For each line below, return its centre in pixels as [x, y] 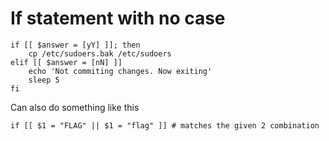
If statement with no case [118, 18]
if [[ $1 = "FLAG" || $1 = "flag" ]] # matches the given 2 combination [165, 125]
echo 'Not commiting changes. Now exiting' [120, 71]
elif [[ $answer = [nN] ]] [66, 62]
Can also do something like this [75, 107]
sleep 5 [44, 80]
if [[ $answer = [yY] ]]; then [75, 45]
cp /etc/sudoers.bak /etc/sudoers [100, 53]
